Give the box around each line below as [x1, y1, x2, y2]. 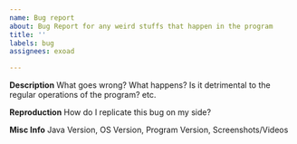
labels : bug [9, 38, 54, 48]
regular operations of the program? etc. [9, 90, 157, 101]
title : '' [9, 30, 47, 39]
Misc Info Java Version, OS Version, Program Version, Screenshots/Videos [9, 124, 289, 136]
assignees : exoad [9, 47, 75, 56]
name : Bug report [9, 13, 75, 23]
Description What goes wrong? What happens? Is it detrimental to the [9, 80, 271, 91]
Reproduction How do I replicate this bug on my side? [9, 107, 211, 118]
